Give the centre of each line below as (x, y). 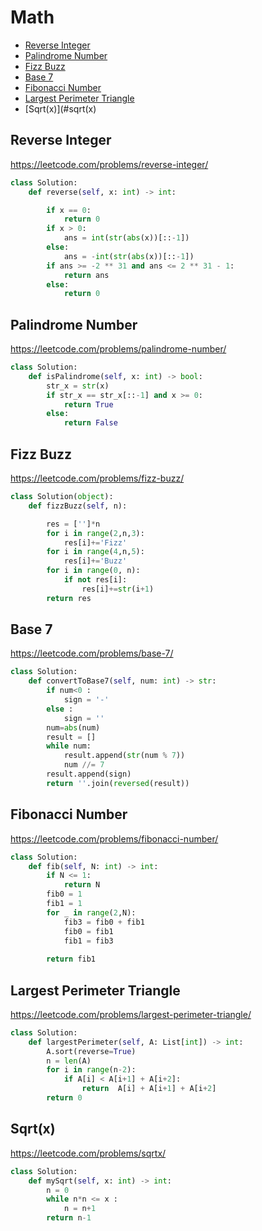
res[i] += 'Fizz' (95, 542)
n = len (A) (69, 1061)
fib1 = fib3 (88, 941)
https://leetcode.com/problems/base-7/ (92, 653)
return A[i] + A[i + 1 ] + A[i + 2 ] (149, 1089)
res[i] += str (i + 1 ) (118, 589)
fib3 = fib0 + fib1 (104, 922)
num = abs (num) (73, 727)
